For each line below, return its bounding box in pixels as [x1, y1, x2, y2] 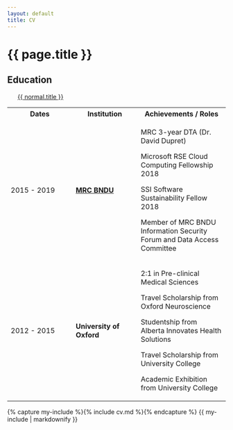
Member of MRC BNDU [141, 217, 216, 227]
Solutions [141, 334, 171, 344]
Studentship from [141, 317, 198, 327]
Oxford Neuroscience [141, 301, 212, 311]
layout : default [7, 10, 54, 17]
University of [76, 321, 120, 331]
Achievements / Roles [144, 109, 218, 119]
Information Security [141, 226, 208, 236]
